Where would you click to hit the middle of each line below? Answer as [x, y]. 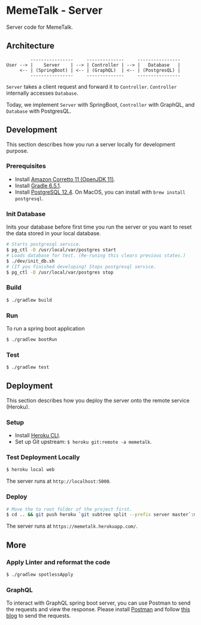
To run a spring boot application [45, 328]
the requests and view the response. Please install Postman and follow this [98, 609]
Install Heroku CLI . [38, 435]
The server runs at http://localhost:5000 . [59, 481]
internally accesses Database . [42, 93]
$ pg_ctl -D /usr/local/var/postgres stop [60, 272]
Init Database [26, 214]
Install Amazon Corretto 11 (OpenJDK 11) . [65, 179]
